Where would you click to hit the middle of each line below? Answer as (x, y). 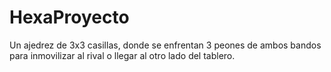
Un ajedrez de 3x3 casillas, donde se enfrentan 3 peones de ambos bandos (165, 45)
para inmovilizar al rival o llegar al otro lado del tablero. (122, 55)
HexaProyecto (69, 17)
